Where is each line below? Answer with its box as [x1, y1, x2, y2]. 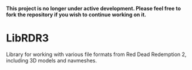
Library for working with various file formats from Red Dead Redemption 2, [6, 51, 187, 58]
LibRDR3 [6, 32, 49, 45]
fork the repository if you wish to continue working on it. [6, 11, 147, 18]
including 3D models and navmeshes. [6, 57, 97, 64]
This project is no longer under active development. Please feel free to [6, 5, 181, 12]
